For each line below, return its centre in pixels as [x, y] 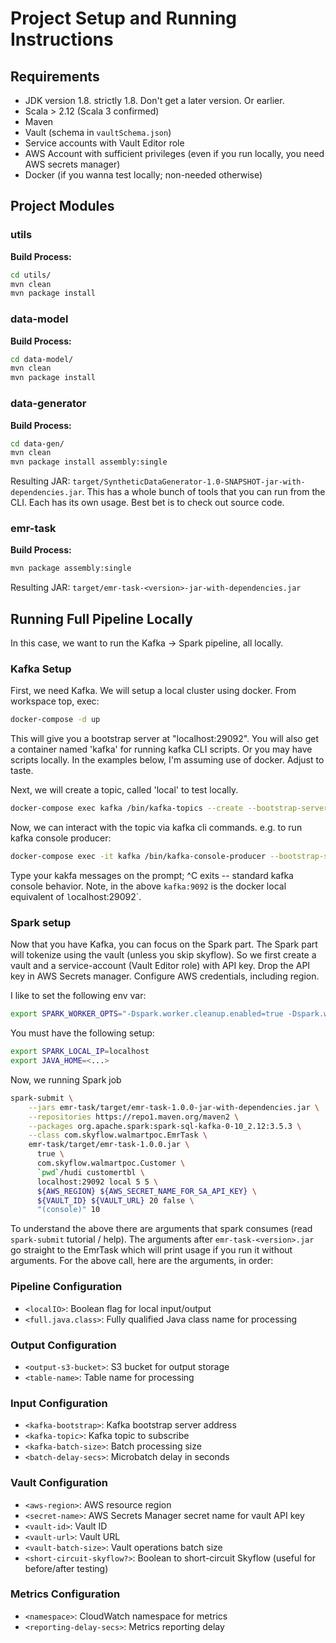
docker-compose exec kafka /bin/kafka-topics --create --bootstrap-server [169, 808]
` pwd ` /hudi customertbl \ [90, 1172]
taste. [22, 771]
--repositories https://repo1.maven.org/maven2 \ [134, 1117]
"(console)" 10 [68, 1210]
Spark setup [41, 922]
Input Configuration [59, 1403]
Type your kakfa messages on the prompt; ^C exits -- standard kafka [152, 876]
